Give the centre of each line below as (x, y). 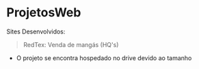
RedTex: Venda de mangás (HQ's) (71, 44)
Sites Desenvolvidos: (36, 31)
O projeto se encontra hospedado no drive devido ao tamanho (104, 58)
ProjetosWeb (44, 13)
